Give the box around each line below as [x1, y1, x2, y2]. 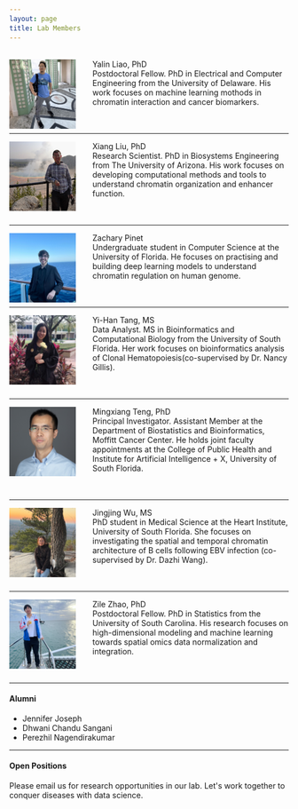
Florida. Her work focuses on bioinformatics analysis [92, 343, 286, 353]
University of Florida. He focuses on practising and [92, 251, 278, 262]
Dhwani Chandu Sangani [21, 722, 113, 733]
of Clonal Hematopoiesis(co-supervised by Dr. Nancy [92, 352, 288, 363]
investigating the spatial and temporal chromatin [92, 535, 269, 546]
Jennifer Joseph [21, 713, 82, 724]
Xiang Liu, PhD [92, 140, 146, 151]
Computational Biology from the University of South [92, 333, 281, 344]
